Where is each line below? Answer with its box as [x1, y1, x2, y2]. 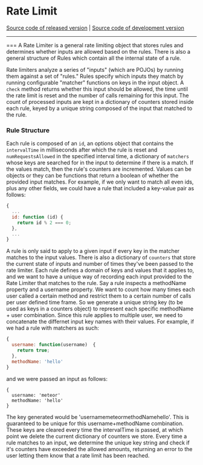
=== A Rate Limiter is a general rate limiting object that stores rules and [6, 41, 184, 49]
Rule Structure [6, 126, 50, 134]
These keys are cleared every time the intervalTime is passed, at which [6, 426, 184, 433]
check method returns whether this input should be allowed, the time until [6, 85, 188, 92]
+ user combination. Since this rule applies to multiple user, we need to [6, 312, 183, 319]
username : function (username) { [11, 342, 96, 348]
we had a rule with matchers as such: [6, 324, 100, 332]
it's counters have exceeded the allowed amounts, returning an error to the [6, 445, 193, 452]
